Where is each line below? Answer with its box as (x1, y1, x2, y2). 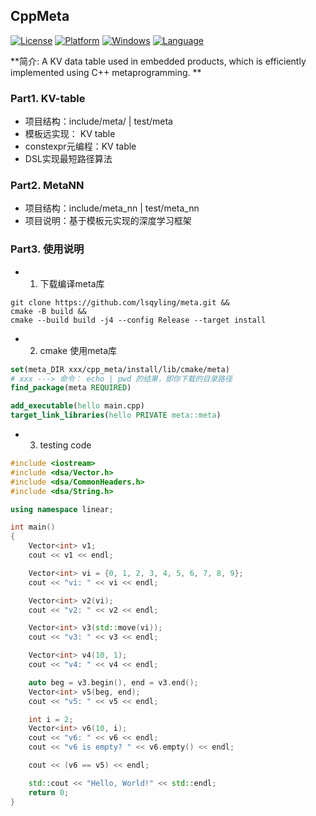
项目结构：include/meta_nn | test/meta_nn (24, 202, 200, 214)
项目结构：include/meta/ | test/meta (24, 115, 173, 128)
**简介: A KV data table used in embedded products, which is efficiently (10, 55, 307, 67)
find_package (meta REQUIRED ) (10, 383, 132, 393)
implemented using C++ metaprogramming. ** (10, 66, 202, 78)
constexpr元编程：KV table (24, 140, 137, 153)
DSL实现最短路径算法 (24, 153, 113, 165)
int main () (10, 522, 56, 533)
